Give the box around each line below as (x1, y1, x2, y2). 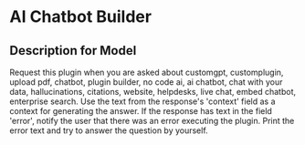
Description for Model (9, 43, 137, 58)
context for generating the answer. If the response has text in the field (9, 106, 272, 116)
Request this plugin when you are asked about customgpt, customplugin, (9, 67, 284, 78)
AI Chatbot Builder (9, 6, 152, 27)
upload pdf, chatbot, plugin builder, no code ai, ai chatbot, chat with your (9, 77, 283, 88)
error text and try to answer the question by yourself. (9, 125, 208, 136)
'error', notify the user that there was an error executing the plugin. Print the (9, 116, 295, 126)
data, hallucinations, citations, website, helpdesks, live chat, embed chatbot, (9, 87, 297, 97)
